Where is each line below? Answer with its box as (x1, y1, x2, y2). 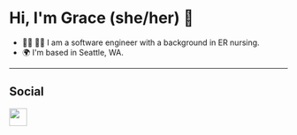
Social (9, 84, 44, 100)
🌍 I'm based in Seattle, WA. (21, 47, 124, 57)
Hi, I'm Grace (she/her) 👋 (9, 8, 194, 28)
